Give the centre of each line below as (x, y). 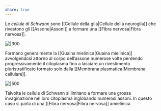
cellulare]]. (16, 74)
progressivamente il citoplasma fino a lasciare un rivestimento (68, 63)
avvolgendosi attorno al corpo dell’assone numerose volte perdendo (74, 58)
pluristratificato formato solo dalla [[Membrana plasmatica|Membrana (75, 69)
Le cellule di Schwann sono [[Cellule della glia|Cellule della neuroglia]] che (80, 24)
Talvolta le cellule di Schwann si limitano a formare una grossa (68, 93)
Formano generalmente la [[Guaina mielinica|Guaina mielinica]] (69, 53)
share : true (17, 10)
